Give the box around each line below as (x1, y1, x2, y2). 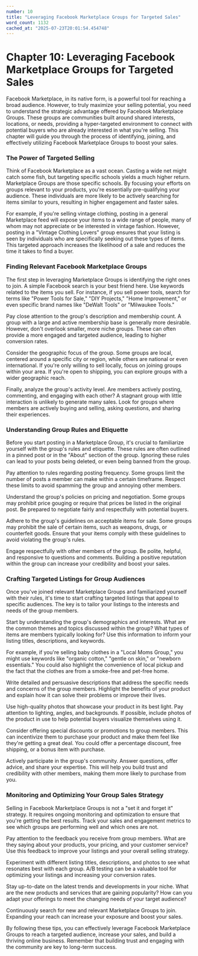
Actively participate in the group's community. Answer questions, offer (6, 757, 178, 765)
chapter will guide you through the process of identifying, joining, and (6, 133, 176, 140)
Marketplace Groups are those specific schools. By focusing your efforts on (6, 180, 191, 187)
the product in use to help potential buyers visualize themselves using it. (6, 716, 182, 723)
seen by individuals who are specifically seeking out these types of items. (6, 235, 186, 242)
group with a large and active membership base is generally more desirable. (6, 318, 191, 326)
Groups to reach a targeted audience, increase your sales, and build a (6, 931, 176, 938)
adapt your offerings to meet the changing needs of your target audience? (6, 895, 187, 902)
